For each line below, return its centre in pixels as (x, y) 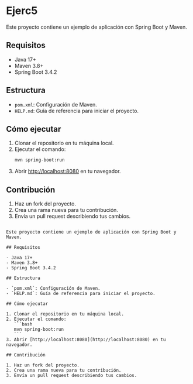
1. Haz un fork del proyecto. (43, 365)
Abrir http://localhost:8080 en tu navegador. (68, 172)
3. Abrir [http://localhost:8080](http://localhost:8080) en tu (86, 340)
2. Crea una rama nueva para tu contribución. (64, 371)
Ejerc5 (22, 11)
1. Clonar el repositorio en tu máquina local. (65, 314)
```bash (23, 324)
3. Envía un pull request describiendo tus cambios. (72, 376)
